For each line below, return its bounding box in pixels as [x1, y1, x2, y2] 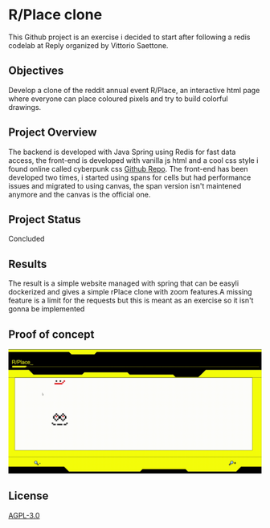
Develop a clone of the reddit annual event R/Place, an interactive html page [8, 85, 260, 95]
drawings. [8, 102, 42, 112]
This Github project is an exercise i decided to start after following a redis [8, 32, 251, 42]
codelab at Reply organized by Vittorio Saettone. [8, 40, 169, 50]
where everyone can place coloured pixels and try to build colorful [8, 94, 228, 104]
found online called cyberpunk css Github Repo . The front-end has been [8, 164, 248, 173]
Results [8, 257, 47, 270]
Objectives [8, 64, 64, 78]
